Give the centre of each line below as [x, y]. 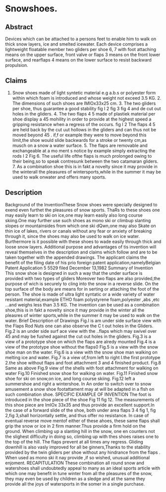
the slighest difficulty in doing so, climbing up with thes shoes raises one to [82, 436]
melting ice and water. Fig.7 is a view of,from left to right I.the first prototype [83, 357]
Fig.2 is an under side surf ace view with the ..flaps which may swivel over [81, 331]
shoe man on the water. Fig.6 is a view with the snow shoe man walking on [81, 352]
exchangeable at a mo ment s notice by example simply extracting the [84, 151]
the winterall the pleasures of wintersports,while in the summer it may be [86, 172]
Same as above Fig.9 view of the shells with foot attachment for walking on [82, 368]
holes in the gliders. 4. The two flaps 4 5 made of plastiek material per [84, 114]
